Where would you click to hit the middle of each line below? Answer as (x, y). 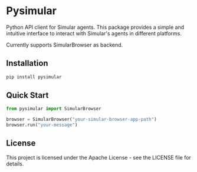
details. (15, 164)
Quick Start (27, 95)
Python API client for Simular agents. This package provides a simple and (95, 27)
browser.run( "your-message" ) (42, 125)
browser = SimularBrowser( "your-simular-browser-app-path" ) (82, 120)
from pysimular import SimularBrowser (54, 109)
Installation (27, 63)
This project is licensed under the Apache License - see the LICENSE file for (99, 157)
